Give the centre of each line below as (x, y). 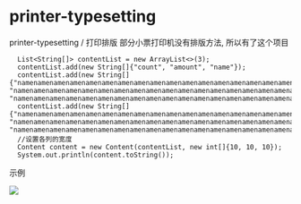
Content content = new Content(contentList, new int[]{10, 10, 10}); (150, 147)
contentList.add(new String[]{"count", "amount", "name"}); (132, 67)
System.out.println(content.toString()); (96, 155)
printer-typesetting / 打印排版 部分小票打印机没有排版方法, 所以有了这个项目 (149, 42)
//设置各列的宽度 (45, 139)
